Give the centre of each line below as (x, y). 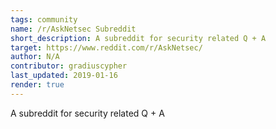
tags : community (44, 19)
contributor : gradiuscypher (69, 66)
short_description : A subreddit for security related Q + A (138, 38)
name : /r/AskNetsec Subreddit (73, 29)
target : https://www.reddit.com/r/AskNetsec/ (106, 47)
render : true (37, 85)
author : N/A (35, 57)
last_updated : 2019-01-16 (64, 76)
